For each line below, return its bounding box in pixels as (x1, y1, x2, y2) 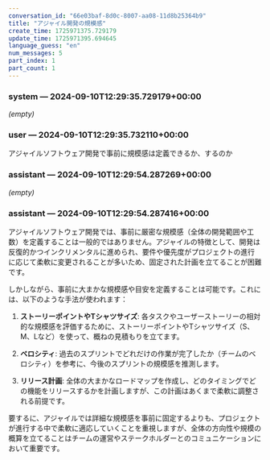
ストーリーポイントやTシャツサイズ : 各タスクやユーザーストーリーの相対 (19, 311, 261, 321)
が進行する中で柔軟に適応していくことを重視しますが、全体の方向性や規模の (8, 423, 262, 433)
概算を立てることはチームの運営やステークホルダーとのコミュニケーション (8, 433, 255, 443)
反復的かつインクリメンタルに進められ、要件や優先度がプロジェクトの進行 (8, 247, 256, 256)
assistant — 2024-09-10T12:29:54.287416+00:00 (8, 207, 210, 218)
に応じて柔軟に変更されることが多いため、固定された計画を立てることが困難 (8, 257, 262, 267)
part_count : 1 (8, 64, 56, 73)
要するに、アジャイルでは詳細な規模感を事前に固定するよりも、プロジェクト (8, 412, 261, 423)
